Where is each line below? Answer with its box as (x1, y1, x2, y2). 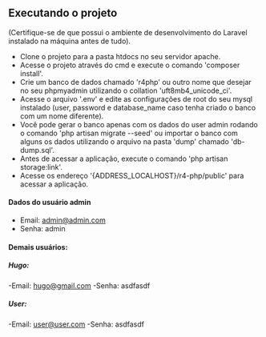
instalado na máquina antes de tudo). (8, 36, 131, 46)
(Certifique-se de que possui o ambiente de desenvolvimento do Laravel (8, 27, 248, 37)
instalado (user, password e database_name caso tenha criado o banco (19, 102, 256, 112)
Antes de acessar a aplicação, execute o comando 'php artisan (19, 154, 228, 163)
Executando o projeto (8, 6, 118, 20)
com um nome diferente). (19, 111, 104, 121)
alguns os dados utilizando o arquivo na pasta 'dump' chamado (19, 136, 230, 146)
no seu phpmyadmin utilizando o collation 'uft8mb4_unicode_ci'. (19, 86, 232, 95)
